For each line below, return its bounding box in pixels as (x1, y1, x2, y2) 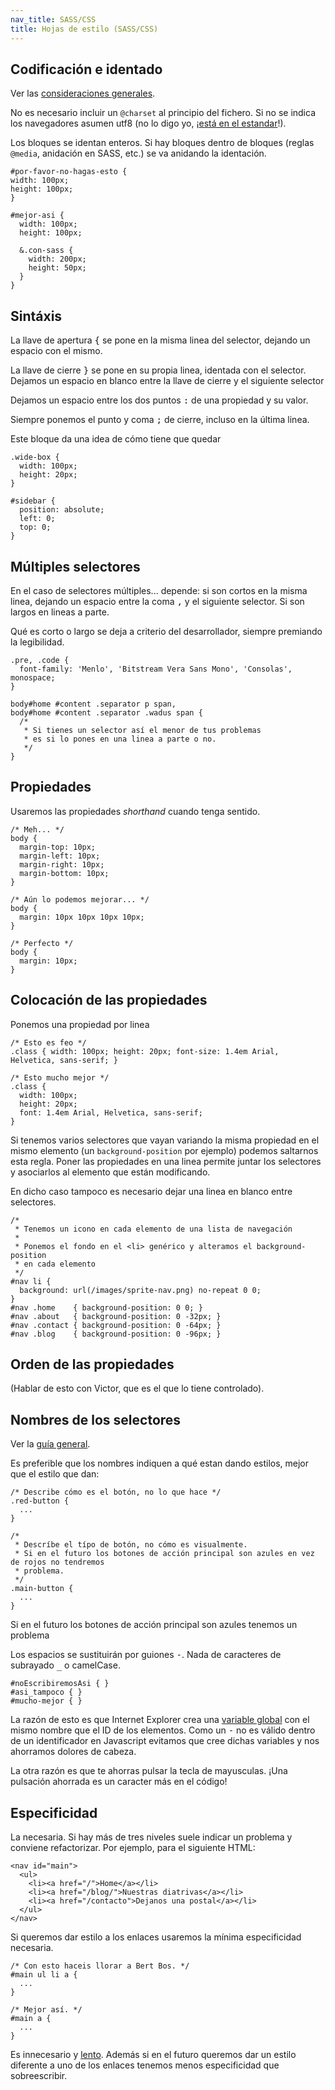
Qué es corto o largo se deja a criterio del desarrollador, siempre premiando (10, 625, 323, 637)
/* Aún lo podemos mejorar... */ (10, 894, 150, 905)
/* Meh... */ (10, 824, 65, 835)
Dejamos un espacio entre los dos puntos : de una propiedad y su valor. (10, 394, 309, 406)
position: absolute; (19, 505, 105, 515)
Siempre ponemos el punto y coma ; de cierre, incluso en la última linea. (10, 414, 310, 426)
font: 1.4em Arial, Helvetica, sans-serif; (19, 1107, 203, 1118)
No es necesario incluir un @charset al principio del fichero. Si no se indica (10, 107, 316, 119)
